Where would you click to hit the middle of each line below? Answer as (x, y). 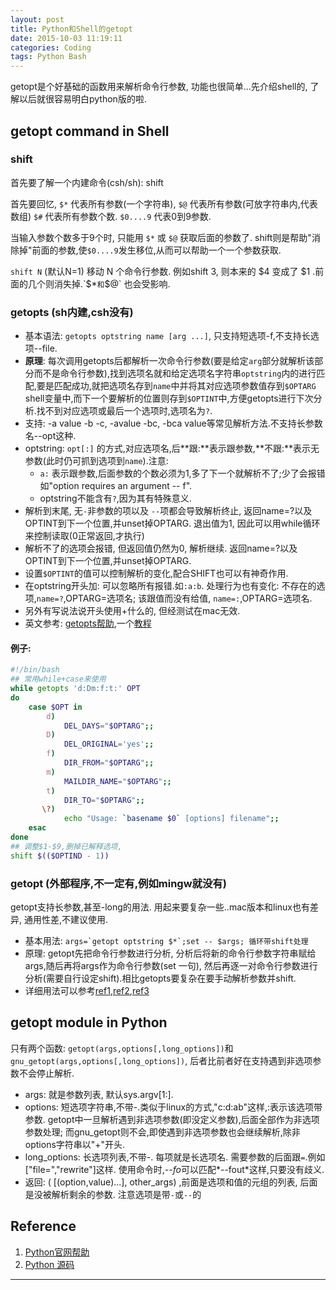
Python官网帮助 (57, 1252)
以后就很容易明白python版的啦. (82, 99)
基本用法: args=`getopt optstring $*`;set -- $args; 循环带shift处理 (166, 940)
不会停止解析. (46, 1073)
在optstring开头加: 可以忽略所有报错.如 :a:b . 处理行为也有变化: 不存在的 (170, 586)
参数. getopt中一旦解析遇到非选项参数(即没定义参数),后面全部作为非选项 (172, 1119)
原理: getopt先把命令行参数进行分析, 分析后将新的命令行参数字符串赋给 (170, 953)
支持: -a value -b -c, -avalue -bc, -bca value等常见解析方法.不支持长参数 (173, 423)
